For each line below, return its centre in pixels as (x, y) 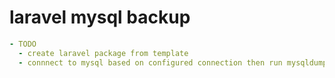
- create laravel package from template (103, 53)
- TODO (23, 44)
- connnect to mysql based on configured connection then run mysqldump (173, 62)
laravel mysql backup (100, 17)
